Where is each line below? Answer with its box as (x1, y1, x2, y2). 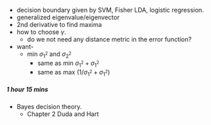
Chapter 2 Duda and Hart (26, 110, 99, 118)
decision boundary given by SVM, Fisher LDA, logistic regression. (16, 6, 204, 14)
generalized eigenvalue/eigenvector (16, 13, 120, 21)
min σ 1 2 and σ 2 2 (26, 50, 72, 59)
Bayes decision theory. (16, 103, 83, 111)
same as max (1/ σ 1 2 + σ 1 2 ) (37, 68, 110, 78)
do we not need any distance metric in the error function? (26, 35, 192, 44)
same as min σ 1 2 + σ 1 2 (37, 59, 100, 68)
